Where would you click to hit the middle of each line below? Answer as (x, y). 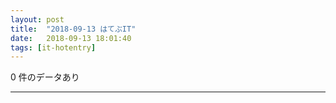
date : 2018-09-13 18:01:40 (71, 38)
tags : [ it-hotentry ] (53, 47)
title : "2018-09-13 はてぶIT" (73, 29)
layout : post (37, 19)
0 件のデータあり (45, 77)
